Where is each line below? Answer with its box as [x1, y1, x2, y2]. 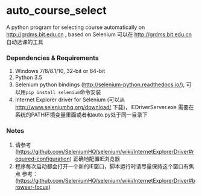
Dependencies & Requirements [6, 54, 99, 62]
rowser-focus [14, 183, 49, 191]
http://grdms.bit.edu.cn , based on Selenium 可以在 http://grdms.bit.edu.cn [6, 31, 192, 38]
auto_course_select [6, 4, 107, 17]
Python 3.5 [14, 74, 42, 81]
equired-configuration [14, 155, 71, 162]
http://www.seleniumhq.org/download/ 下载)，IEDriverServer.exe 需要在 [14, 104, 194, 111]
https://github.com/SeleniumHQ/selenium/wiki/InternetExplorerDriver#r [17, 148, 194, 155]
